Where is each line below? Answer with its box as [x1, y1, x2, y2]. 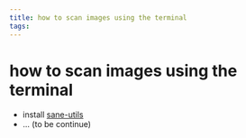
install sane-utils [22, 109, 84, 120]
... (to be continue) [22, 119, 92, 130]
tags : [9, 22, 30, 31]
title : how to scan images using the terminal [9, 13, 187, 23]
